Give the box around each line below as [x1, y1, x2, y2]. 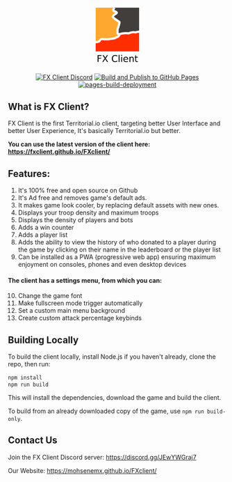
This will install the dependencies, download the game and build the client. [8, 394, 222, 402]
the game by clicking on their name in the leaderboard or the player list [17, 245, 221, 254]
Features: [8, 168, 51, 180]
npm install [8, 374, 42, 382]
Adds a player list [17, 231, 68, 239]
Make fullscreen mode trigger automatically [17, 299, 143, 307]
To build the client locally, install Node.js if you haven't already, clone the [8, 352, 216, 361]
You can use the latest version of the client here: [8, 140, 151, 148]
